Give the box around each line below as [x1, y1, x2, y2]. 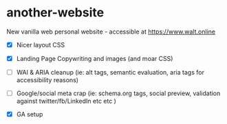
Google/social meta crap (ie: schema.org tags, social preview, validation [16, 89, 221, 97]
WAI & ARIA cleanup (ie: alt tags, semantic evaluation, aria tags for [16, 69, 204, 77]
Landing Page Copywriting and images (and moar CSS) [16, 55, 173, 62]
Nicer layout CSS [16, 40, 65, 49]
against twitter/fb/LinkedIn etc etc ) [16, 97, 116, 106]
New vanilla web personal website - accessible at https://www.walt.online [6, 27, 216, 36]
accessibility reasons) [16, 76, 79, 84]
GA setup [16, 110, 43, 119]
